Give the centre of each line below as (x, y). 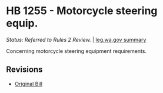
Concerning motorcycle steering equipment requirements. (76, 51)
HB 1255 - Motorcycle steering (82, 11)
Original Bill (29, 84)
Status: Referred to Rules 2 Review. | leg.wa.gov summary (76, 39)
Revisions (24, 70)
